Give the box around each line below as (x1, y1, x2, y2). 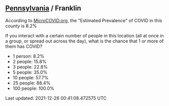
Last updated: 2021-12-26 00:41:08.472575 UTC (5, 95, 107, 101)
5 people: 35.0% (12, 69, 48, 75)
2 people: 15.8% (12, 58, 47, 65)
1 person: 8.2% (12, 53, 45, 59)
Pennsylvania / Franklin (5, 4, 81, 13)
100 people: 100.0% (12, 85, 54, 91)
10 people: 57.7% (12, 74, 49, 80)
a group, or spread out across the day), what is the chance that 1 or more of (5, 38, 164, 44)
